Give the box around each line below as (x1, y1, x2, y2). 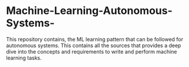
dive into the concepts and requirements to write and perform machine (6, 48, 177, 55)
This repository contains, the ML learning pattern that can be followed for (6, 36, 184, 43)
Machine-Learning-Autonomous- (6, 4, 173, 17)
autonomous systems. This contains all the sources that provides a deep (6, 42, 181, 49)
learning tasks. (6, 54, 42, 61)
